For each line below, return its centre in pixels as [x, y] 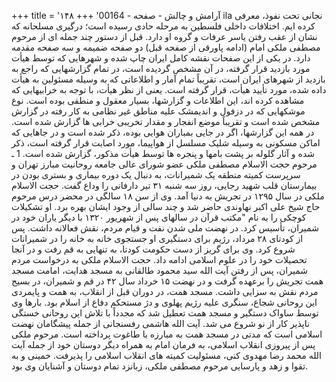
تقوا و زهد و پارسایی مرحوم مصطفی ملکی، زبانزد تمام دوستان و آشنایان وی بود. [160, 366]
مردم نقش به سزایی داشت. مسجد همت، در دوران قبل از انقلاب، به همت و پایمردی [165, 291]
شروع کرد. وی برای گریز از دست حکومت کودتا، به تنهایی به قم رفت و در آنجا [153, 249]
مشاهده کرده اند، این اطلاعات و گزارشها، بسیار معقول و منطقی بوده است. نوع [158, 100]
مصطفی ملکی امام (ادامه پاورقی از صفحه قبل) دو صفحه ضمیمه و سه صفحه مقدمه [166, 47]
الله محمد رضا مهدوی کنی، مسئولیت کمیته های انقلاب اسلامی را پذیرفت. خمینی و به [166, 355]
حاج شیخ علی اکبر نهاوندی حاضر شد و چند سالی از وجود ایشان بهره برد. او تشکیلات [166, 206]
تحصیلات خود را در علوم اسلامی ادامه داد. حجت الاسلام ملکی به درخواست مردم [159, 259]
